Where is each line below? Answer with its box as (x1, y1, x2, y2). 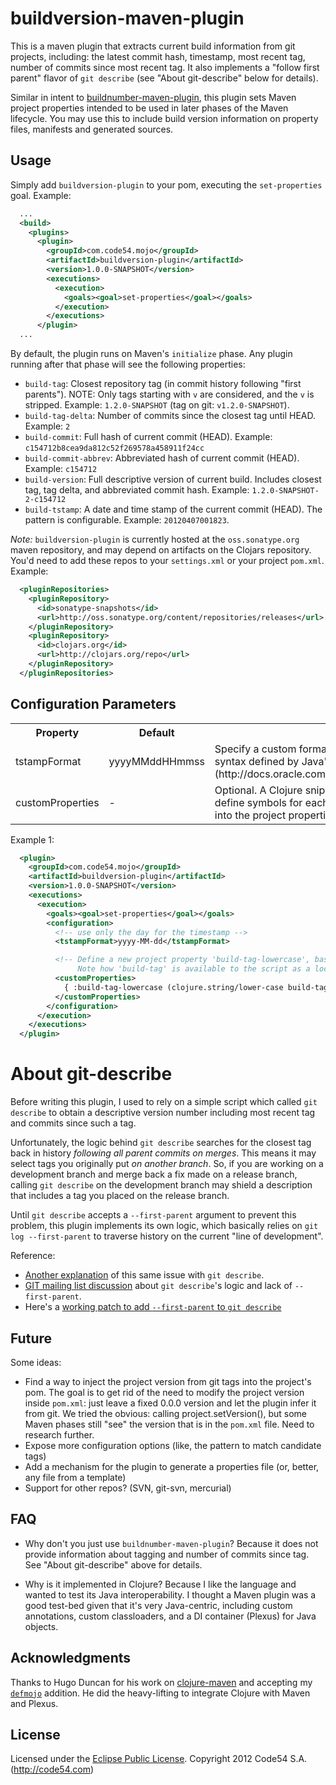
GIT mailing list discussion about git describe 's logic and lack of (24, 1280, 293, 1292)
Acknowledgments (10, 1650, 132, 1667)
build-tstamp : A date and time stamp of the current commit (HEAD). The (24, 503, 323, 515)
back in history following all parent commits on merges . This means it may (10, 1147, 317, 1159)
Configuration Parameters (10, 696, 177, 713)
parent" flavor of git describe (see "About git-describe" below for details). (10, 72, 319, 84)
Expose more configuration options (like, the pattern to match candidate (24, 1439, 322, 1451)
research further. (24, 1428, 95, 1441)
